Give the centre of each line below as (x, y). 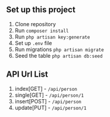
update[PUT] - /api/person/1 (51, 107)
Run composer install (42, 30)
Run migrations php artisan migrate (59, 49)
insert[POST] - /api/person (48, 101)
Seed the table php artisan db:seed (59, 55)
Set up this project (41, 10)
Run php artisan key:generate (52, 37)
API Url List (27, 75)
